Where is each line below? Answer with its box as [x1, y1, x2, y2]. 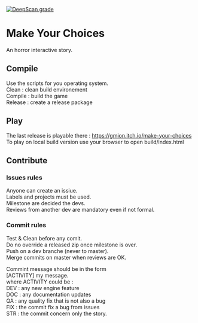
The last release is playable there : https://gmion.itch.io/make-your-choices [6, 132, 192, 139]
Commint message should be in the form [6, 265, 106, 272]
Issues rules [6, 173, 43, 182]
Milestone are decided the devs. [6, 200, 86, 207]
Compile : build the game [6, 92, 68, 99]
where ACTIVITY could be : [6, 278, 74, 285]
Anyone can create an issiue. [6, 187, 78, 194]
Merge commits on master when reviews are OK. [6, 254, 127, 261]
